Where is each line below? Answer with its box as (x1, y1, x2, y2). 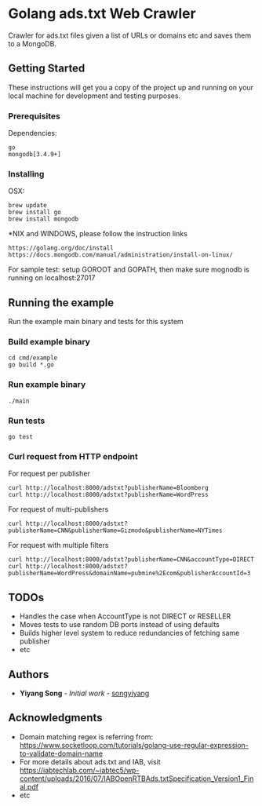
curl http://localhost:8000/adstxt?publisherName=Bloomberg (8, 484, 209, 492)
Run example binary (8, 379, 86, 390)
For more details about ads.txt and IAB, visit (19, 757, 161, 766)
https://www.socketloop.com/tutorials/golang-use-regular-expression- (19, 740, 249, 749)
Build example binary (8, 337, 90, 348)
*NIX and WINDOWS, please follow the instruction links (8, 229, 188, 239)
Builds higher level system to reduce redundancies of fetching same (19, 629, 240, 638)
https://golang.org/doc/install (8, 244, 114, 252)
